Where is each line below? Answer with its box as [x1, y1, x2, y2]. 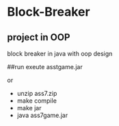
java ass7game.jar [16, 111, 68, 119]
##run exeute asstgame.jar [7, 63, 83, 71]
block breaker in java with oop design [7, 49, 113, 58]
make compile [16, 97, 57, 105]
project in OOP [7, 32, 70, 43]
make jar [16, 104, 42, 112]
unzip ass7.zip [16, 90, 57, 97]
